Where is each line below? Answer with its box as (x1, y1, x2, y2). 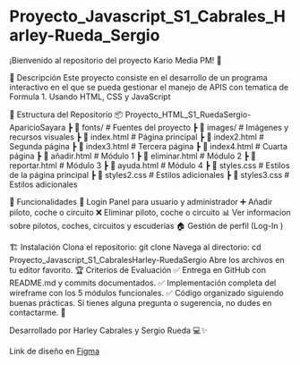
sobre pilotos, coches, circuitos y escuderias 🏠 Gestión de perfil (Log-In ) (9, 220, 284, 231)
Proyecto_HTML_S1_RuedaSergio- (124, 109, 252, 120)
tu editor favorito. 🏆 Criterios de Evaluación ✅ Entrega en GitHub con (9, 264, 267, 275)
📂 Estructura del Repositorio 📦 (9, 109, 124, 120)
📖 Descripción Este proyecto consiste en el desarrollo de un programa (9, 72, 269, 82)
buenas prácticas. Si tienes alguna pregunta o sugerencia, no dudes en (9, 297, 272, 308)
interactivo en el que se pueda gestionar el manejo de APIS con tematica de (9, 81, 289, 92)
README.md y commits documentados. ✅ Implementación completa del (9, 277, 277, 288)
